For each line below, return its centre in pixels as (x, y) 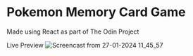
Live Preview (25, 45)
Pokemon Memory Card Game (96, 12)
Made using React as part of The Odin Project (73, 31)
